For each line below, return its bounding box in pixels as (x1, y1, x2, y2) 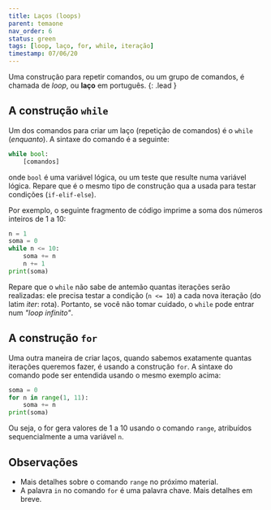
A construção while (8, 104, 109, 118)
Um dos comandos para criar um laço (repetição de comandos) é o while (8, 125, 253, 135)
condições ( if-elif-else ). (8, 189, 97, 199)
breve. (19, 494, 42, 504)
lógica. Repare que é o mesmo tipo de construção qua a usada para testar (8, 180, 257, 191)
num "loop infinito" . (8, 308, 74, 318)
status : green (8, 34, 57, 43)
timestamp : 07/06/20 (8, 50, 79, 58)
